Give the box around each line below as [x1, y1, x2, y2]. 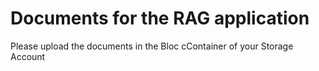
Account [10, 50, 46, 62]
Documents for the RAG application [10, 7, 310, 30]
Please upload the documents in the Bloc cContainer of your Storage [10, 40, 294, 52]
